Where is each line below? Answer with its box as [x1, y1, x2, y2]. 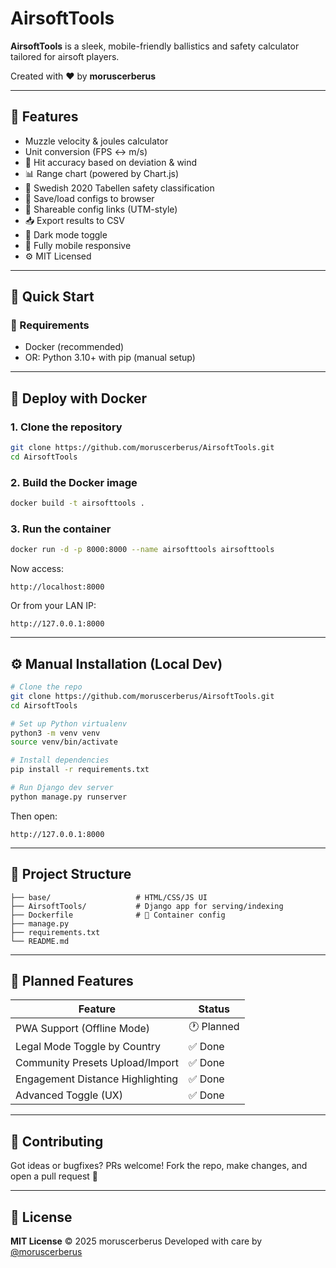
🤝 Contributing [10, 1133, 104, 1150]
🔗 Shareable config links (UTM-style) [24, 203, 178, 215]
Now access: [10, 563, 64, 575]
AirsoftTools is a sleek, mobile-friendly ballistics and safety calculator [10, 40, 300, 52]
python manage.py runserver [10, 792, 128, 802]
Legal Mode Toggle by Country [15, 1040, 162, 1054]
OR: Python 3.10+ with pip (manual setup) [24, 352, 196, 364]
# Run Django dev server [10, 783, 114, 793]
